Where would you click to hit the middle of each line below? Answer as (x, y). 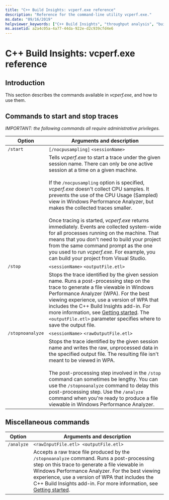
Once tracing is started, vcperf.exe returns (99, 220)
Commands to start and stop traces (62, 116)
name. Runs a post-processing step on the (99, 281)
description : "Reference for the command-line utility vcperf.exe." (78, 15)
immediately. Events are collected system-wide (105, 226)
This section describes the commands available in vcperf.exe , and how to (81, 95)
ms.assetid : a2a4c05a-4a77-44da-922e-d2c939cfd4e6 (59, 29)
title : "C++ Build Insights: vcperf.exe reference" (60, 10)
